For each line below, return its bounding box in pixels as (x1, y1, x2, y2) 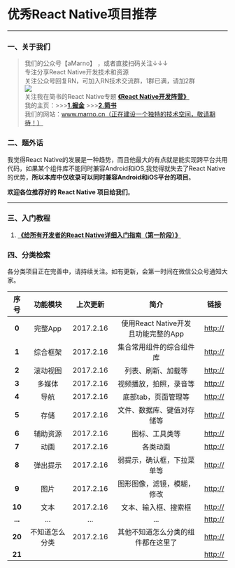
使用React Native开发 (121, 318, 192, 328)
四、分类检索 (7, 250, 51, 259)
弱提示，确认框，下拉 (117, 455, 188, 465)
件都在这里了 (135, 538, 178, 548)
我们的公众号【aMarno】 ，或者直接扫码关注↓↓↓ (24, 59, 169, 67)
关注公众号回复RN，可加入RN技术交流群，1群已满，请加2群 (24, 76, 196, 85)
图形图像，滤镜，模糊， (117, 479, 195, 489)
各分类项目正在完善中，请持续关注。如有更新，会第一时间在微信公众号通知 (7, 267, 222, 276)
